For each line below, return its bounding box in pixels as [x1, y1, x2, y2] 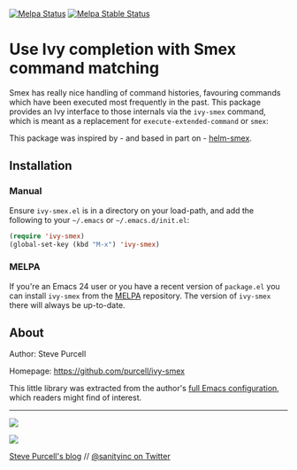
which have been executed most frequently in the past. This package [9, 96, 261, 107]
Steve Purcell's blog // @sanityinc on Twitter [9, 451, 171, 462]
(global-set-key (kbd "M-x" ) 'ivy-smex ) [9, 240, 161, 249]
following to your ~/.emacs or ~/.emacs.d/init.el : [9, 214, 190, 225]
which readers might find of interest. [9, 392, 142, 403]
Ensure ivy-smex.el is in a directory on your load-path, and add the [9, 204, 255, 216]
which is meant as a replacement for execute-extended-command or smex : [9, 115, 270, 126]
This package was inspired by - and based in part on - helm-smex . [9, 133, 252, 143]
